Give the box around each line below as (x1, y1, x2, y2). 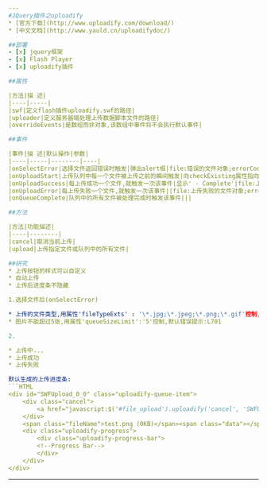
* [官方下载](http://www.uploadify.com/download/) (8, 19, 175, 27)
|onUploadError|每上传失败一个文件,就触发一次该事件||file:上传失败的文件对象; (8, 187, 248, 195)
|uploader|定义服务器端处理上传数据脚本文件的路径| (8, 114, 161, 122)
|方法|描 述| (8, 91, 47, 99)
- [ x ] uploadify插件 (8, 63, 74, 72)
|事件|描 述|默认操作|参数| (8, 150, 89, 158)
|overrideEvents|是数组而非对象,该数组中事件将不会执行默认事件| (8, 121, 203, 130)
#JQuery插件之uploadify (8, 11, 83, 20)
